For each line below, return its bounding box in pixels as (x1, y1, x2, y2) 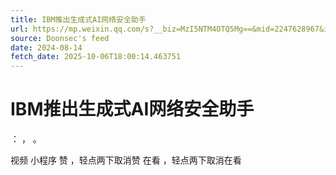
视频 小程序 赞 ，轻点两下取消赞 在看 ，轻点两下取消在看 (10, 154, 242, 166)
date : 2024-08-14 (10, 42, 83, 53)
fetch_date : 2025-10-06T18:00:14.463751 (10, 52, 182, 62)
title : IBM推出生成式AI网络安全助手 (10, 14, 147, 25)
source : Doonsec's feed (10, 33, 110, 43)
